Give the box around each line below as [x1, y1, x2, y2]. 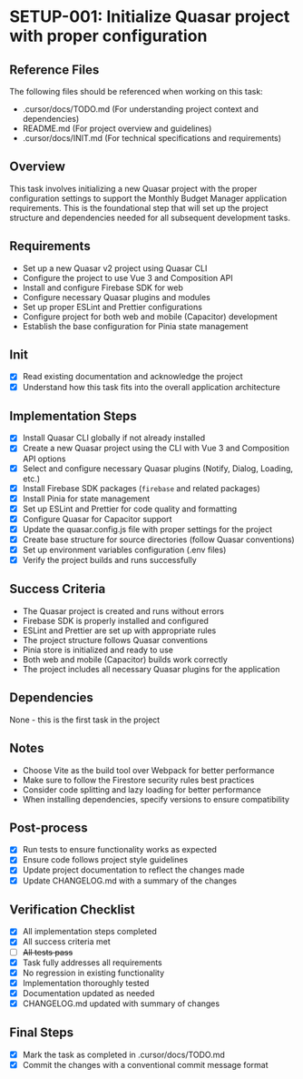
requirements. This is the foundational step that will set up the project [9, 202, 269, 213]
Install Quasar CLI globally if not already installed [22, 432, 206, 443]
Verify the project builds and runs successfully [22, 555, 197, 565]
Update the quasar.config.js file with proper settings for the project [22, 523, 273, 534]
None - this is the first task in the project [9, 714, 161, 725]
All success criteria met [22, 936, 111, 947]
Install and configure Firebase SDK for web [22, 282, 183, 293]
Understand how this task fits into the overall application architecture [22, 381, 281, 392]
